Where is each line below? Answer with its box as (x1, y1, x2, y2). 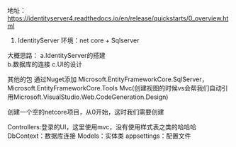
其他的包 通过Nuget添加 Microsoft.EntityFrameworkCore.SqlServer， (7, 75, 208, 83)
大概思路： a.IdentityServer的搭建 (7, 52, 106, 59)
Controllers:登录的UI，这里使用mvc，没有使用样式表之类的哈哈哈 (7, 123, 197, 131)
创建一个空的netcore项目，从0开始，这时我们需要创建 (7, 108, 164, 116)
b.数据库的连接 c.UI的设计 (7, 60, 83, 69)
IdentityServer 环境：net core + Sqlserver (17, 36, 140, 45)
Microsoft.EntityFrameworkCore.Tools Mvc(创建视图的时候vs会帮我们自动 (7, 84, 222, 92)
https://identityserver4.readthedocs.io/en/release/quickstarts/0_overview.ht (7, 14, 229, 23)
